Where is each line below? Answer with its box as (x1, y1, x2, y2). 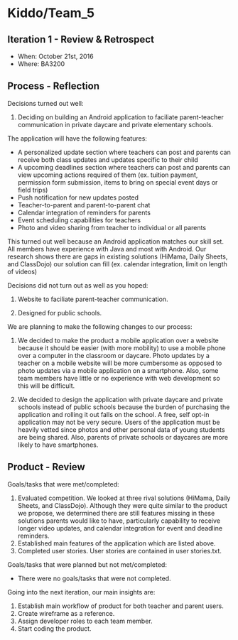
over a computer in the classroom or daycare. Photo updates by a (17, 351, 210, 359)
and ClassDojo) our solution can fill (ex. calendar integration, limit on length (7, 259, 227, 268)
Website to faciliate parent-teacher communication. (17, 295, 168, 303)
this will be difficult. (17, 381, 75, 390)
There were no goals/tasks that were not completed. (17, 574, 172, 582)
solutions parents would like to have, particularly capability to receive (17, 516, 221, 525)
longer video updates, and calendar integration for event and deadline (17, 524, 223, 532)
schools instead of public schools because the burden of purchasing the (17, 403, 230, 411)
